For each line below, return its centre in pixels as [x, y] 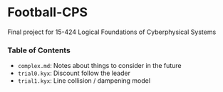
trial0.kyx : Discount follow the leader [74, 73]
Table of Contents [39, 50]
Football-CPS [47, 12]
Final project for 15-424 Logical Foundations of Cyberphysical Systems [112, 32]
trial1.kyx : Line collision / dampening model [84, 81]
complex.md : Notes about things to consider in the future [99, 66]
